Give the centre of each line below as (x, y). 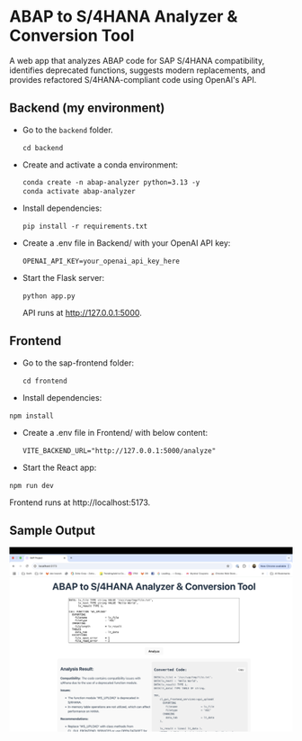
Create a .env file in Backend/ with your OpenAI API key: (126, 243)
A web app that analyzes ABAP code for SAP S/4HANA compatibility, (137, 60)
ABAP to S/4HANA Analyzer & (124, 17)
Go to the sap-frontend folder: (78, 363)
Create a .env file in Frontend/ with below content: (115, 432)
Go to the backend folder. (68, 130)
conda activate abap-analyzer (79, 191)
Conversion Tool (72, 36)
